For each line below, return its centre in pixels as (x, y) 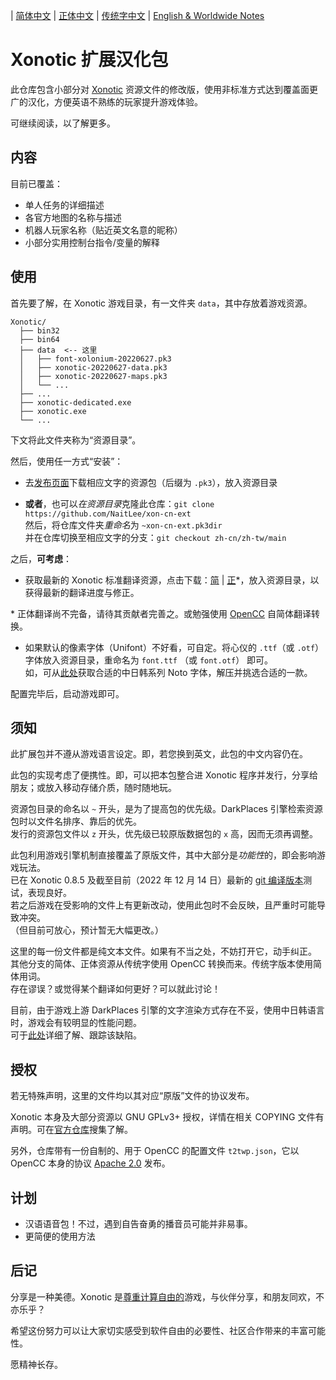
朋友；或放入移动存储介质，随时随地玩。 (93, 788)
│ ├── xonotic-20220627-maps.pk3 (93, 376)
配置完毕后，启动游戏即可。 (67, 693)
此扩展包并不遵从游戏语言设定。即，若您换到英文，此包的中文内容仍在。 (159, 754)
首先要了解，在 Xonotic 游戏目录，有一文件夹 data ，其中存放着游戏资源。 (161, 303)
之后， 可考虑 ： (41, 558)
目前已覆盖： (36, 183)
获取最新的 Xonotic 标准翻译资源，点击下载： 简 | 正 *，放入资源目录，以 (172, 580)
